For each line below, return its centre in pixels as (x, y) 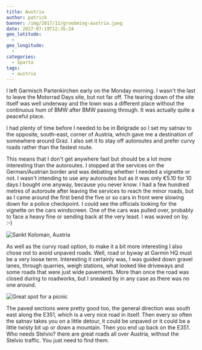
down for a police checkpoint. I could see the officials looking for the (91, 204)
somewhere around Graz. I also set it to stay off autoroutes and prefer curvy (101, 141)
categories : (21, 57)
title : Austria (25, 12)
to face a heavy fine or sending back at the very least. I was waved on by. (98, 217)
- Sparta (23, 62)
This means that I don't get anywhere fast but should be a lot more (89, 159)
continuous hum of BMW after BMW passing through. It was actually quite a (100, 110)
